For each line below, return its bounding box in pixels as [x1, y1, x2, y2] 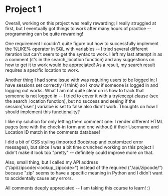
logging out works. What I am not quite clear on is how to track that [5, 87, 144, 93]
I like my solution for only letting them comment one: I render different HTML [5, 118, 163, 124]
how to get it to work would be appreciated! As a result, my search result [5, 62, 155, 68]
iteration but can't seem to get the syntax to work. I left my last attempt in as [5, 51, 162, 57]
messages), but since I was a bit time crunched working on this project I [5, 144, 154, 150]
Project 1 [5, 4, 42, 15]
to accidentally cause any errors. [5, 175, 73, 181]
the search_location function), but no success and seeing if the [5, 98, 136, 104]
